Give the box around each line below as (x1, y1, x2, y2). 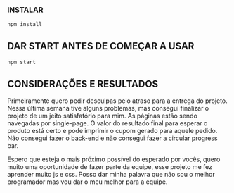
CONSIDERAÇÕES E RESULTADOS (7, 77, 159, 89)
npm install (7, 21, 42, 28)
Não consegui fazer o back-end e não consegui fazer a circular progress (7, 134, 218, 142)
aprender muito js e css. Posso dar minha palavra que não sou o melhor (7, 170, 216, 178)
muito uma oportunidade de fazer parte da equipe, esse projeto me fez (7, 162, 213, 170)
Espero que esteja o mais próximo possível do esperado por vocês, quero (7, 155, 221, 163)
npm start (7, 58, 37, 66)
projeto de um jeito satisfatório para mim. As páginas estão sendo (7, 111, 198, 120)
